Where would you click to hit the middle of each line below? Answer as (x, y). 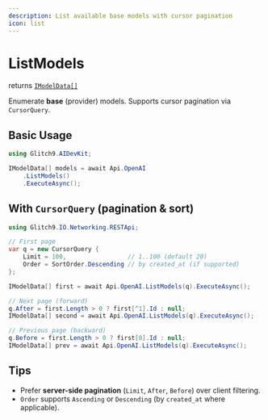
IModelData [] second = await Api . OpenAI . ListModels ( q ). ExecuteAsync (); (131, 316)
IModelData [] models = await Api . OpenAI (77, 169)
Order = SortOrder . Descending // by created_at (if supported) (132, 265)
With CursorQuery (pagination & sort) (101, 209)
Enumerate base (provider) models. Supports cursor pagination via (120, 101)
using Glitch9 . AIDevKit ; (50, 154)
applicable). (40, 407)
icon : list (27, 23)
